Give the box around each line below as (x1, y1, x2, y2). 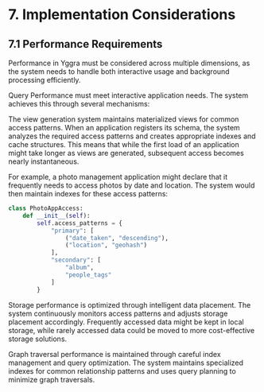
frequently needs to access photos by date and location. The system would (8, 180, 255, 190)
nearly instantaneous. (8, 157, 80, 166)
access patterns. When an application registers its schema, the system (8, 123, 240, 132)
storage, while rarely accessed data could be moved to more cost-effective (8, 325, 255, 335)
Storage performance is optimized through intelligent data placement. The (8, 300, 251, 309)
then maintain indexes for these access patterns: (8, 189, 169, 198)
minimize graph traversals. (8, 375, 95, 384)
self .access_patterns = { (37, 219, 123, 227)
